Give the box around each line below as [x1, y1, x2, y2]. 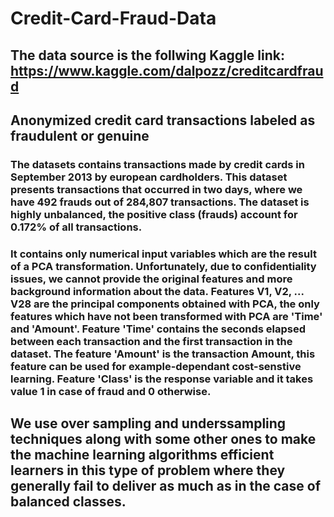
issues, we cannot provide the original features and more [10, 272, 293, 286]
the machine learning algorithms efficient [10, 447, 275, 464]
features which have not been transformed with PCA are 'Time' [10, 309, 323, 323]
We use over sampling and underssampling [10, 415, 287, 432]
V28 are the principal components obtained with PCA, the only [10, 297, 320, 311]
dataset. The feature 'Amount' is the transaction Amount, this [10, 347, 316, 361]
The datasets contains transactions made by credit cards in [10, 157, 305, 171]
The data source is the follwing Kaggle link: [10, 47, 285, 64]
